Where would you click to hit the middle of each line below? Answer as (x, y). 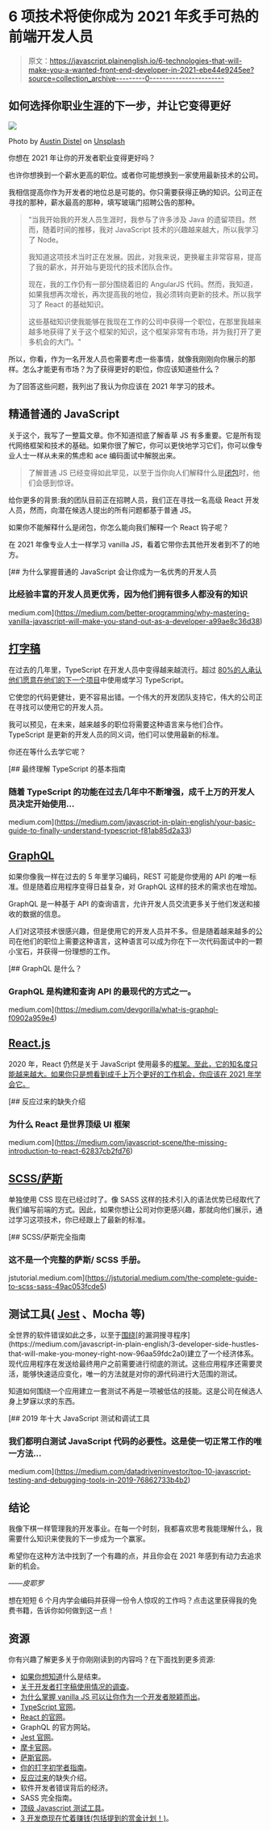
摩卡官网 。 (38, 1748)
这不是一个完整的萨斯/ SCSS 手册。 (77, 1260)
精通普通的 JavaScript (64, 414)
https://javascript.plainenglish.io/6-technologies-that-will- (146, 61)
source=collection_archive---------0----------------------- (126, 78)
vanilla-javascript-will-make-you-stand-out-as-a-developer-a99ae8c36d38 (134, 621)
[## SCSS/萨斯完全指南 (47, 1237)
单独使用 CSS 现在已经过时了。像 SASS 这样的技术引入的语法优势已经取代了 (135, 1199)
